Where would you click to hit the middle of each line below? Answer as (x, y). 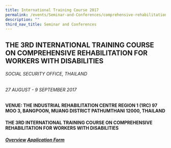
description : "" (22, 19)
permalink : (17, 15)
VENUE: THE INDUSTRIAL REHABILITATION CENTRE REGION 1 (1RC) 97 (81, 106)
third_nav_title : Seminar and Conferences (51, 24)
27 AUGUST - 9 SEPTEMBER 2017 (41, 89)
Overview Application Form (35, 140)
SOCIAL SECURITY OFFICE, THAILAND (46, 74)
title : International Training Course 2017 (52, 10)
